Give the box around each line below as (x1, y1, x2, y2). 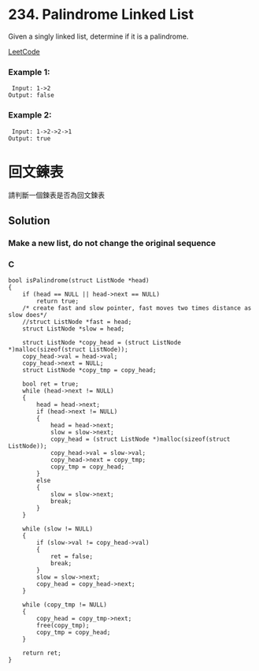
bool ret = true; (22, 380, 80, 388)
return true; (36, 297, 80, 305)
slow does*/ (8, 311, 47, 319)
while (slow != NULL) (22, 525, 93, 533)
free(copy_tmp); (36, 621, 90, 630)
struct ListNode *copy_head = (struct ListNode (22, 339, 181, 347)
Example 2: (8, 110, 52, 121)
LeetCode (8, 47, 41, 56)
